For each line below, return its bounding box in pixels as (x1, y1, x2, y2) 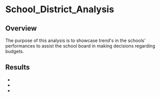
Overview (5, 24, 37, 33)
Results (5, 63, 30, 72)
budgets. (5, 48, 25, 54)
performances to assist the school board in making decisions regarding (5, 43, 155, 49)
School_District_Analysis (5, 4, 115, 15)
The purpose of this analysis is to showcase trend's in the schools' (5, 37, 146, 43)
